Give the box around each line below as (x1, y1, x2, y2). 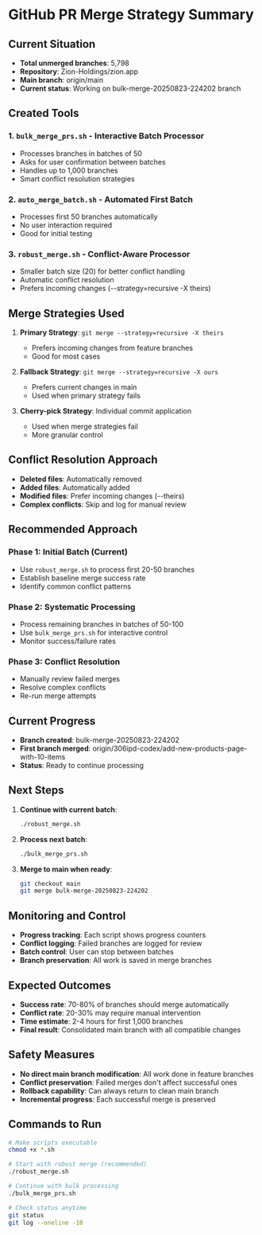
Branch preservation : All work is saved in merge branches (19, 956, 212, 965)
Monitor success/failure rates (19, 636, 117, 646)
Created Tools (8, 107, 79, 120)
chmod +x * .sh (8, 1146, 56, 1154)
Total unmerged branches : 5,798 (19, 58, 129, 68)
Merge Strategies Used (8, 306, 125, 320)
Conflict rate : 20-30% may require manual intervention (19, 1008, 201, 1017)
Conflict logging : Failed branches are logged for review (19, 938, 202, 948)
